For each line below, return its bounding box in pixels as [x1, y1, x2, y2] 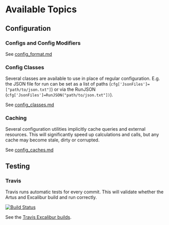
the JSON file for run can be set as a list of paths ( [5, 81, 111, 87]
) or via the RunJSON [51, 86, 96, 93]
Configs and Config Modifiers [5, 39, 81, 47]
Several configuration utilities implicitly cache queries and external [5, 126, 146, 132]
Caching [5, 114, 27, 121]
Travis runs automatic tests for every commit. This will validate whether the [5, 189, 164, 195]
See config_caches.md [5, 147, 54, 153]
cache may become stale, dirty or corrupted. [5, 137, 100, 143]
